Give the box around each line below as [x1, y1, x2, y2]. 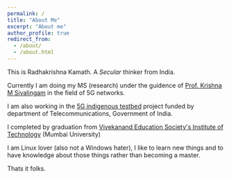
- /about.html [13, 49, 54, 56]
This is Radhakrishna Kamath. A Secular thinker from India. [7, 67, 176, 76]
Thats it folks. [7, 164, 46, 172]
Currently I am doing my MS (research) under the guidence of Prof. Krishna [7, 81, 222, 89]
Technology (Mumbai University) [7, 130, 101, 139]
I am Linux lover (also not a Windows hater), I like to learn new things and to [7, 143, 224, 152]
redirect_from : [7, 36, 51, 43]
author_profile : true [7, 29, 70, 37]
